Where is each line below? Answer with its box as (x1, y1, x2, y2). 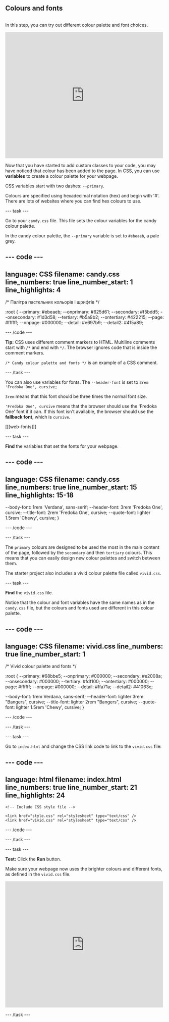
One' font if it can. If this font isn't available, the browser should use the (5, 408, 154, 415)
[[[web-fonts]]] (5, 424, 37, 430)
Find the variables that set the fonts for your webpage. (5, 443, 119, 449)
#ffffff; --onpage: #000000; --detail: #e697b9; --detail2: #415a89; (5, 320, 144, 326)
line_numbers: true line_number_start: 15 (5, 483, 137, 491)
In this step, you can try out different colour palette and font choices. (5, 22, 148, 28)
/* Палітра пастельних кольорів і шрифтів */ (5, 299, 100, 305)
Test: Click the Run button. (5, 856, 62, 862)
